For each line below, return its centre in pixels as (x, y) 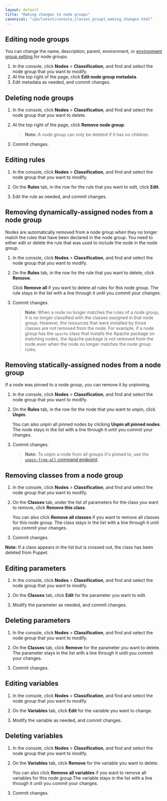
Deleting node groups (39, 98)
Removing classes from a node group (64, 475)
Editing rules (25, 160)
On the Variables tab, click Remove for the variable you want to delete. (85, 763)
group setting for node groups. (37, 57)
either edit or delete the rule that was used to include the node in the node (82, 243)
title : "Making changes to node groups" (48, 14)
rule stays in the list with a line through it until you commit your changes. (86, 293)
